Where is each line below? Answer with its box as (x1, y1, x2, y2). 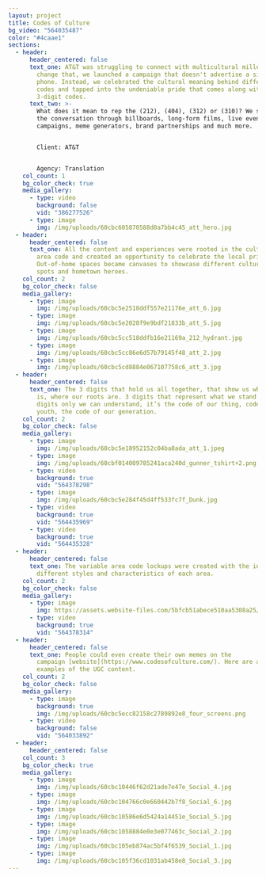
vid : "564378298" (36, 481, 93, 490)
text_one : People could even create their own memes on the (28, 650, 232, 658)
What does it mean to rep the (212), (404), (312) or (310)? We (36, 108, 253, 116)
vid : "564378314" (36, 628, 93, 636)
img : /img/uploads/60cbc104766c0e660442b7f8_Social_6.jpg (36, 798, 232, 806)
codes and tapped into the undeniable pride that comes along (36, 85, 246, 93)
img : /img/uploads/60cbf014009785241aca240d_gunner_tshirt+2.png (36, 459, 257, 467)
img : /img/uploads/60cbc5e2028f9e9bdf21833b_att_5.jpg (36, 319, 222, 327)
